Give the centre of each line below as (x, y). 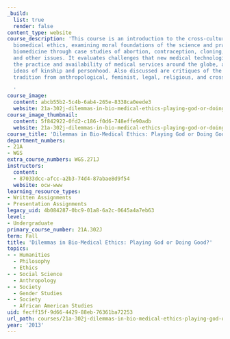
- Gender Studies (38, 293)
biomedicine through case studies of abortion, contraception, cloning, (119, 52)
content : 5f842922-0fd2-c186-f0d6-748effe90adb (82, 121)
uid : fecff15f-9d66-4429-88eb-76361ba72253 (70, 312)
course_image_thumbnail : (42, 115)
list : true (29, 20)
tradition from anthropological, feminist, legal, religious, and (110, 77)
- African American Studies (53, 306)
